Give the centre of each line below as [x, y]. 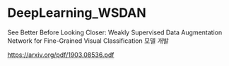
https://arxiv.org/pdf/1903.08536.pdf [61, 55]
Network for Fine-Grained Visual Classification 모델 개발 [88, 41]
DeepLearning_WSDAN [77, 13]
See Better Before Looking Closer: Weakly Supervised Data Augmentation [115, 32]
